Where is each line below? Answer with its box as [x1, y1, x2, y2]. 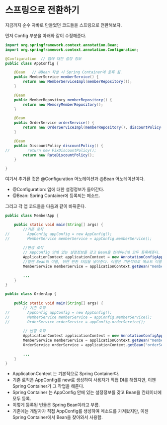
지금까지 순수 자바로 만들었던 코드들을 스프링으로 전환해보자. [5, 22, 122, 28]
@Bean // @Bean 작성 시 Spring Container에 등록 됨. [14, 70, 123, 75]
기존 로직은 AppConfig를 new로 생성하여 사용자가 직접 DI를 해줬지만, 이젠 [12, 377, 156, 383]
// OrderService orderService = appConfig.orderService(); [5, 319, 146, 324]
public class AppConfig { [5, 61, 59, 66]
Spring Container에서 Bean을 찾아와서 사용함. [12, 415, 103, 421]
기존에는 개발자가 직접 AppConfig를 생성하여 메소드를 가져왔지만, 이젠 [12, 408, 149, 414]
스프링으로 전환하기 [5, 4, 80, 16]
